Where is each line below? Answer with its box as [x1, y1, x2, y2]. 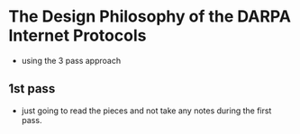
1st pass [8, 81, 56, 96]
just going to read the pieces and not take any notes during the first [21, 105, 272, 116]
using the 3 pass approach [21, 55, 122, 66]
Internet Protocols [8, 25, 147, 46]
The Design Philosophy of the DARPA [8, 6, 292, 27]
